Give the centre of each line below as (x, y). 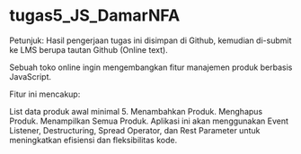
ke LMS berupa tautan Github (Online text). (89, 49)
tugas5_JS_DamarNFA (95, 16)
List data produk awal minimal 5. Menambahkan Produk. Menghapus (136, 111)
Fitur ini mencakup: (45, 94)
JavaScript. (31, 76)
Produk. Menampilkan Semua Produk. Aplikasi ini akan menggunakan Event (149, 121)
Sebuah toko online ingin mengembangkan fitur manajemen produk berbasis (151, 67)
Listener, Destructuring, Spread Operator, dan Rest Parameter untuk (135, 130)
